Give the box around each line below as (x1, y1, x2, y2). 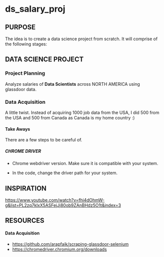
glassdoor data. (5, 86, 37, 92)
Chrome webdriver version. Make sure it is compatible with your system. (12, 161, 159, 166)
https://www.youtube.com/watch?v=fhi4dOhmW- (5, 197, 105, 203)
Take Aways (5, 126, 30, 132)
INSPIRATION (5, 184, 47, 192)
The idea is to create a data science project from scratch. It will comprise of (5, 36, 158, 42)
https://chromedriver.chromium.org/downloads (12, 246, 107, 252)
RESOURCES (5, 216, 45, 225)
